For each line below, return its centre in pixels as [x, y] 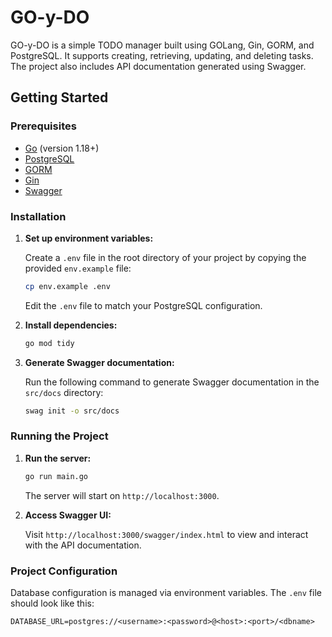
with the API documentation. [83, 545]
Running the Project [59, 436]
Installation [38, 216]
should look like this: [52, 603]
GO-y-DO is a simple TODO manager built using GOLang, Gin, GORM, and [162, 45]
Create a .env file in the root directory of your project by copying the [165, 257]
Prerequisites [43, 126]
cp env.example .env [67, 286]
